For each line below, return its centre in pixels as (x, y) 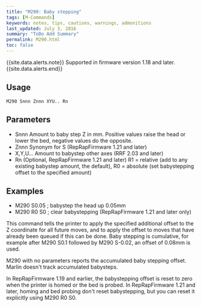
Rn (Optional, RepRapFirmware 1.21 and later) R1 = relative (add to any (101, 159)
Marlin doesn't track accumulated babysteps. (62, 267)
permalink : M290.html (33, 40)
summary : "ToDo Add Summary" (43, 34)
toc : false (20, 46)
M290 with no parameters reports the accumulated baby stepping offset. (96, 261)
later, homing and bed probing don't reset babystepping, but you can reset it (100, 291)
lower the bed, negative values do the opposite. (74, 140)
